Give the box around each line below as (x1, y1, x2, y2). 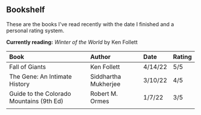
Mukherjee (90, 80, 121, 88)
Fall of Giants (9, 63, 46, 71)
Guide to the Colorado (9, 89, 72, 98)
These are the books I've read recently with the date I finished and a (6, 20, 175, 27)
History (9, 80, 30, 88)
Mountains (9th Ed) (9, 97, 64, 105)
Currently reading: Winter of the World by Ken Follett (6, 38, 138, 45)
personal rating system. (6, 27, 65, 34)
